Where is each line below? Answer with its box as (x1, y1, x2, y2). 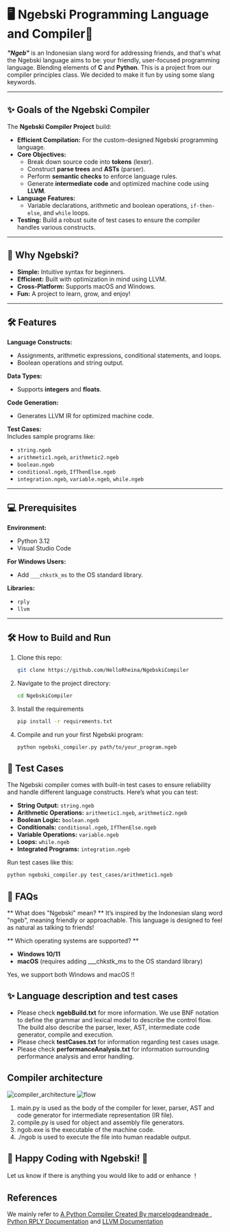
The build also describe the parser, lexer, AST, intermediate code (16, 1023, 201, 1031)
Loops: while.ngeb (16, 838, 70, 846)
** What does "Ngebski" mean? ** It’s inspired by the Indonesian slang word (7, 909, 223, 917)
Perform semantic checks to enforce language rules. (27, 172, 178, 180)
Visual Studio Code (16, 544, 72, 553)
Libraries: (7, 584, 36, 592)
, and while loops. (40, 208, 90, 217)
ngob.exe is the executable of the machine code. (16, 1125, 155, 1133)
